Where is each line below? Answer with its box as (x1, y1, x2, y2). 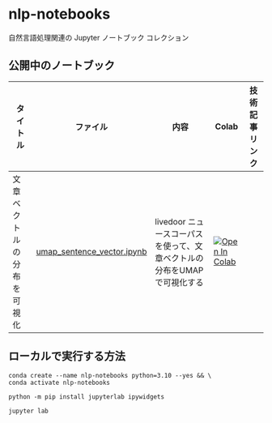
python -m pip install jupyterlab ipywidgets (8, 392, 164, 401)
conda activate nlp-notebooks (8, 378, 111, 387)
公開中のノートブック (8, 58, 115, 73)
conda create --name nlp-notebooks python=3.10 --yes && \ (8, 371, 212, 379)
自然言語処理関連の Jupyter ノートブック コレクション (8, 32, 189, 42)
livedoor (155, 216, 186, 227)
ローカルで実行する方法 (8, 349, 125, 363)
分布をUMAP (155, 264, 204, 276)
